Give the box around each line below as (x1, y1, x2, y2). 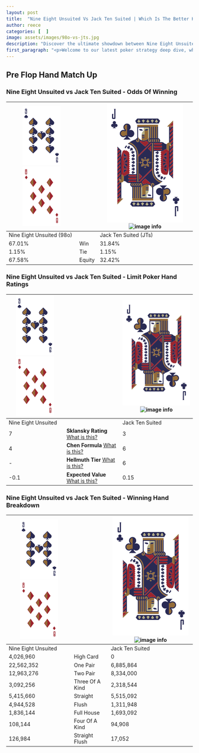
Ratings (6, 280, 29, 288)
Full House (73, 709, 100, 716)
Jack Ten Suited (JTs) (99, 232, 153, 239)
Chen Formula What (66, 442, 117, 449)
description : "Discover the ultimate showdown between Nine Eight (6, 41, 174, 47)
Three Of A (73, 678, 101, 685)
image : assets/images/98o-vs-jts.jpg (6, 34, 99, 41)
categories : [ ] (6, 29, 49, 34)
